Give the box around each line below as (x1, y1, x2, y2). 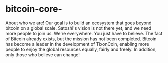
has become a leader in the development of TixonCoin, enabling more (5, 41, 149, 47)
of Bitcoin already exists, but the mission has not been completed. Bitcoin (5, 36, 157, 42)
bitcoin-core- (5, 3, 63, 15)
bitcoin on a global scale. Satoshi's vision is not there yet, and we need (5, 25, 152, 31)
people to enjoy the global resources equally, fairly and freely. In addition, (5, 46, 157, 52)
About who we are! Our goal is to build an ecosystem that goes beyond (5, 20, 152, 26)
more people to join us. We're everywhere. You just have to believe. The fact (5, 30, 163, 36)
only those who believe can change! (5, 51, 80, 58)
